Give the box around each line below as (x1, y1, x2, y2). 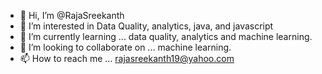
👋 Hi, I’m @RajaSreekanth (19, 10, 125, 21)
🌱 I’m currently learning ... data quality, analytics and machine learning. (19, 31, 313, 42)
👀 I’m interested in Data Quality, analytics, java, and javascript (19, 20, 274, 32)
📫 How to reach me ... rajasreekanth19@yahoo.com (19, 53, 235, 64)
